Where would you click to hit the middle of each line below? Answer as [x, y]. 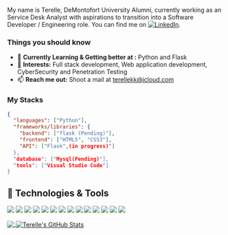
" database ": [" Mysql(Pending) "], [61, 159]
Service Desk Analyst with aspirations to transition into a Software [100, 17]
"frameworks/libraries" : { [52, 127]
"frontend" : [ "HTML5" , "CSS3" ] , [66, 140]
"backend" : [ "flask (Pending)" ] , [67, 133]
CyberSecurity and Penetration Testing [72, 72]
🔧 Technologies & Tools [58, 193]
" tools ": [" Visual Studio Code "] [61, 165]
